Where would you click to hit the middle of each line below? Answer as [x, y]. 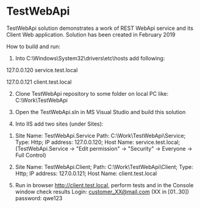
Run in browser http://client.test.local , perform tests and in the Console [104, 185]
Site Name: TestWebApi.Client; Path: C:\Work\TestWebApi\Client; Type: [104, 167]
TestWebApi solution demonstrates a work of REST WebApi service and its [100, 28]
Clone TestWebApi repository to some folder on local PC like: [92, 93]
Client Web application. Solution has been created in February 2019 [91, 34]
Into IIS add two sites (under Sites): [59, 124]
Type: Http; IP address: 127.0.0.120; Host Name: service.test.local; [98, 142]
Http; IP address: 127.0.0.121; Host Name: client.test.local [86, 173]
